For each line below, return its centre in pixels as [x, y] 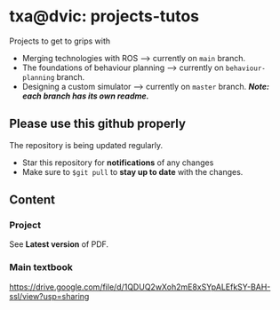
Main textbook [41, 267]
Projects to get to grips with [60, 41]
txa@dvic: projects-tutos [104, 16]
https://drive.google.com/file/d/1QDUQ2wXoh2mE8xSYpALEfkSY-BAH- [140, 287]
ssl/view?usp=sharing [49, 296]
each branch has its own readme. [85, 96]
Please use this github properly [98, 124]
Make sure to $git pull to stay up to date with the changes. [132, 171]
